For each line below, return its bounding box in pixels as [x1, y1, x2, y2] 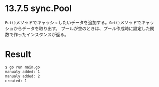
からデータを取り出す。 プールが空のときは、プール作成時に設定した [13, 25, 150, 31]
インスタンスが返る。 [26, 31, 69, 37]
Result [5, 49, 32, 60]
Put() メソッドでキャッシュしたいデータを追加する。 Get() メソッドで [5, 19, 142, 25]
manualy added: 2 [5, 73, 40, 79]
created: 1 [5, 78, 27, 83]
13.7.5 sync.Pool [5, 3, 72, 14]
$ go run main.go [5, 65, 40, 70]
